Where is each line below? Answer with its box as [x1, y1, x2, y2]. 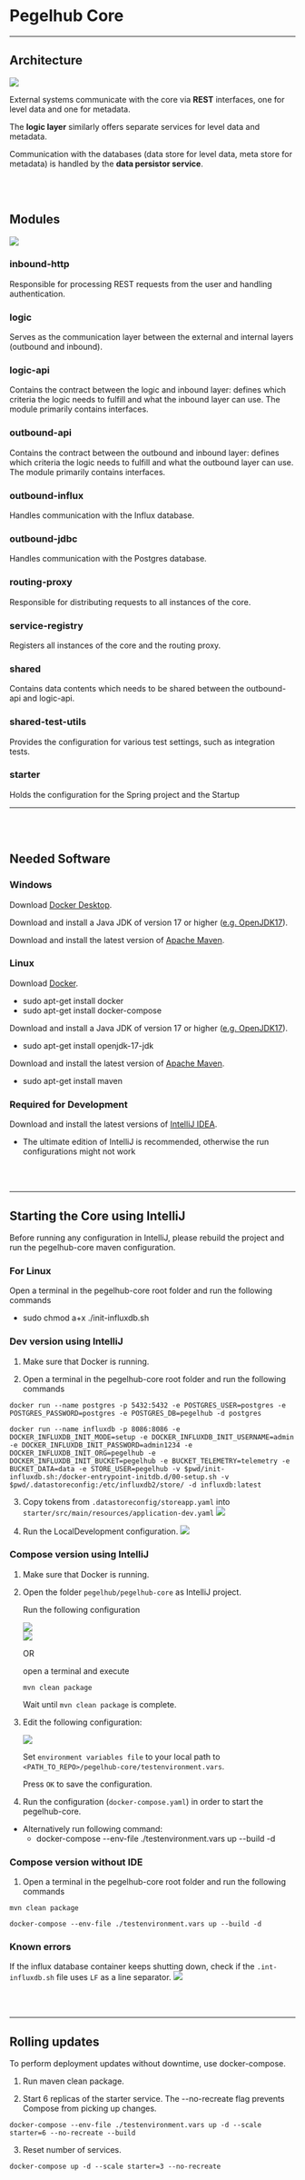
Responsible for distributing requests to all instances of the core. [9, 596, 251, 607]
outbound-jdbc [9, 533, 78, 545]
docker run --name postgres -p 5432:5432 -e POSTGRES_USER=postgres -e [9, 1400, 286, 1409]
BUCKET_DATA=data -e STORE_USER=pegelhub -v [9, 1464, 181, 1473]
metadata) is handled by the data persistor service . [9, 158, 204, 169]
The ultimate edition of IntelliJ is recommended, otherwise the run [22, 1137, 270, 1148]
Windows [9, 879, 53, 891]
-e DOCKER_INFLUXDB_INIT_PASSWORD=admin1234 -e [9, 1440, 193, 1449]
